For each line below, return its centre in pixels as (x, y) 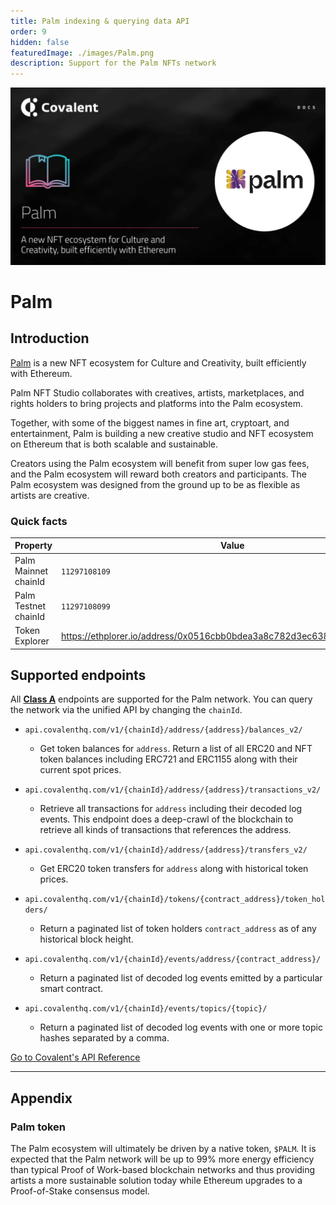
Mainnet (31, 571)
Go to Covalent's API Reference (75, 1057)
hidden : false (40, 42)
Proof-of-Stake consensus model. (80, 1191)
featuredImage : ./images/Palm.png (82, 53)
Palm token (38, 1127)
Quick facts (39, 521)
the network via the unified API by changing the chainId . (126, 710)
